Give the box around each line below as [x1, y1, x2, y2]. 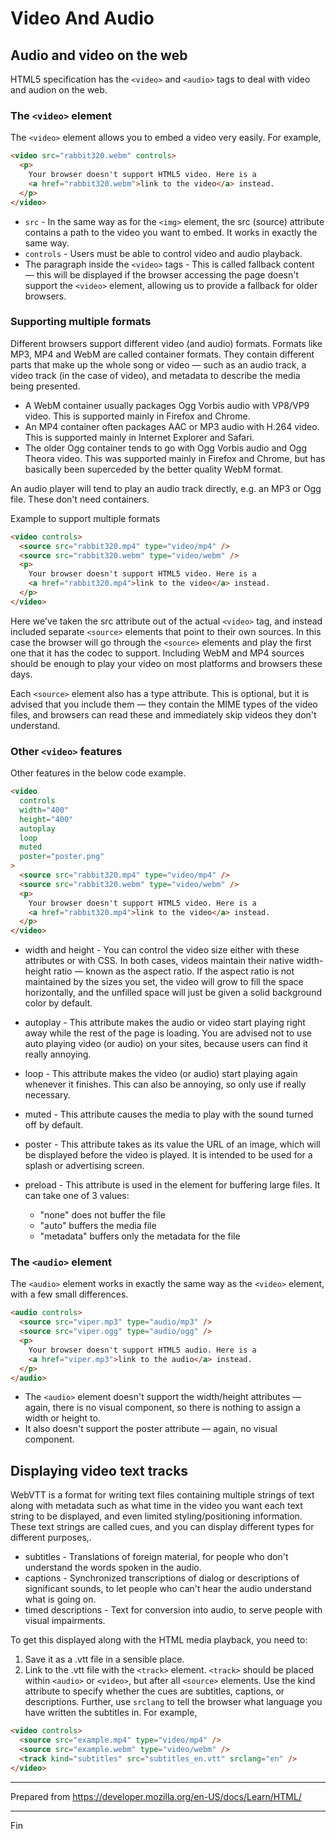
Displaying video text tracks [10, 1462, 189, 1479]
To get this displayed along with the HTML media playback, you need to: [10, 1634, 308, 1646]
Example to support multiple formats [10, 512, 161, 524]
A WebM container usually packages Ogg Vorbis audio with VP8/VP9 [24, 399, 310, 411]
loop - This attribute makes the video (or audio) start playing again [24, 1068, 298, 1080]
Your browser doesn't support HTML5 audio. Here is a [28, 1345, 257, 1355]
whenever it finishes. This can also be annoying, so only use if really [24, 1078, 307, 1091]
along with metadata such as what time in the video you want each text [10, 1500, 303, 1512]
